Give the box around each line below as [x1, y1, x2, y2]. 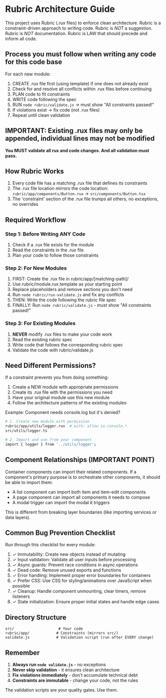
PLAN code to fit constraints [12, 91, 70, 97]
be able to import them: [5, 479, 53, 485]
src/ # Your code [5, 626, 83, 632]
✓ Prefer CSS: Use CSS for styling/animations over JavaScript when [12, 578, 152, 583]
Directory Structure [5, 613, 67, 622]
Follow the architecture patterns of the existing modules [12, 400, 127, 406]
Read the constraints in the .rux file [12, 247, 84, 253]
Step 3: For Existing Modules [5, 320, 76, 327]
